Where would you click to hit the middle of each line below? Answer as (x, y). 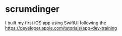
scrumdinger (32, 9)
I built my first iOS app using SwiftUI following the (56, 23)
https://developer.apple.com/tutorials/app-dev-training (61, 28)
